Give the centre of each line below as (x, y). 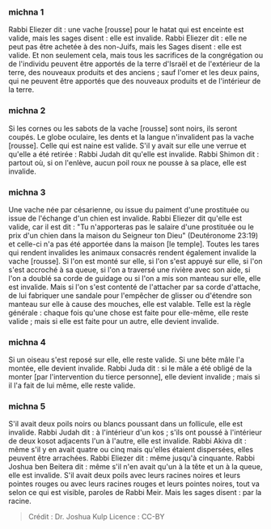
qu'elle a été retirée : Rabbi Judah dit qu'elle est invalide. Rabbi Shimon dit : (134, 154)
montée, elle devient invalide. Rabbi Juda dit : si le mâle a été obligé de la (130, 368)
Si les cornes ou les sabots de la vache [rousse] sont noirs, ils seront (123, 128)
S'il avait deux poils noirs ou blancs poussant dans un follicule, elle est (125, 424)
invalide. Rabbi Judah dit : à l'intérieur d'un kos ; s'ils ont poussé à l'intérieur (135, 432)
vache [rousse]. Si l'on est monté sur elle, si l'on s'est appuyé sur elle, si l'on (135, 261)
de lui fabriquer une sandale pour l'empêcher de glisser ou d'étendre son (130, 295)
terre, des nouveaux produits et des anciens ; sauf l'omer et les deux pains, (134, 73)
